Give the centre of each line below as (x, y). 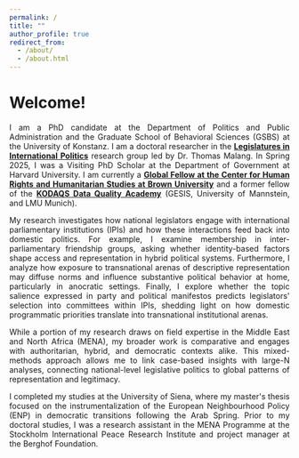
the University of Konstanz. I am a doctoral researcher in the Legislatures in (149, 146)
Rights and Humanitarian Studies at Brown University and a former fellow (149, 184)
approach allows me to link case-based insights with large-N (168, 360)
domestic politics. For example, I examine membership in (136, 239)
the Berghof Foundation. (54, 443)
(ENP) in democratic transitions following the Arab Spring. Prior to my (149, 415)
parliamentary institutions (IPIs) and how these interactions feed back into (149, 229)
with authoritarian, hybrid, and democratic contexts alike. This (134, 350)
